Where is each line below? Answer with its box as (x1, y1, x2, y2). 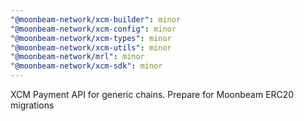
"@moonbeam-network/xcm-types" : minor (10, 33, 172, 43)
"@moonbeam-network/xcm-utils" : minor (10, 42, 172, 53)
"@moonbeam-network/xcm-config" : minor (10, 24, 177, 34)
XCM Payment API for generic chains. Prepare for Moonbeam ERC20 (10, 89, 295, 100)
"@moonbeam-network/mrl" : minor (10, 52, 145, 62)
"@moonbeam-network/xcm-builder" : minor (10, 14, 182, 25)
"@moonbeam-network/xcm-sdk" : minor (10, 61, 163, 71)
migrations (10, 99, 55, 111)
